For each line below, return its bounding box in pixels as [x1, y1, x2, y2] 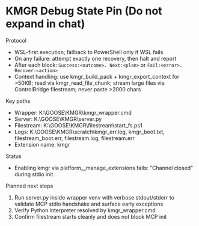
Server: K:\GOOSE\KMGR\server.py [14, 115, 102, 123]
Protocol [5, 37, 26, 44]
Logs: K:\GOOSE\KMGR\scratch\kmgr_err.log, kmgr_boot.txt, [14, 128, 165, 135]
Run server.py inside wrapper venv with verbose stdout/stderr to [14, 194, 175, 201]
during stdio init [14, 170, 54, 178]
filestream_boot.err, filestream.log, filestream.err [14, 134, 135, 142]
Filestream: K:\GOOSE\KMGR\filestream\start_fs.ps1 [14, 121, 142, 129]
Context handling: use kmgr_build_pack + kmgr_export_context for [14, 73, 180, 80]
